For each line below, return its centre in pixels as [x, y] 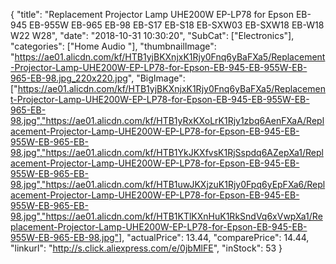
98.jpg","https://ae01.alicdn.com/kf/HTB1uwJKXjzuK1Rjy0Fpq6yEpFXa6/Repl [168, 184]
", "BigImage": [156, 78]
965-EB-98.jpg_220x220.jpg [69, 78]
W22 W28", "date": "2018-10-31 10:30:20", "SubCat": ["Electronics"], [152, 35]
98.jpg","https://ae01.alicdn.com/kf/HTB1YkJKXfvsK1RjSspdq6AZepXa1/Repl [167, 152]
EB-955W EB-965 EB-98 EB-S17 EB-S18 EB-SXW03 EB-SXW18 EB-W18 [176, 25]
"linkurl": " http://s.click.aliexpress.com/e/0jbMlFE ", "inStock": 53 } [146, 248]
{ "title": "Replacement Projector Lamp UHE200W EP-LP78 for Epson [152, 14]
